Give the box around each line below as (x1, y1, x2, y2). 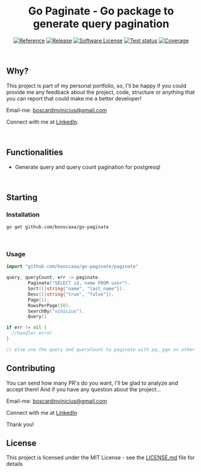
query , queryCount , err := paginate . (6, 275, 101, 281)
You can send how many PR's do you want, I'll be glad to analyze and (6, 379, 179, 387)
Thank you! (6, 420, 34, 428)
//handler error (11, 330, 52, 337)
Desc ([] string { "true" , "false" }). (28, 291, 114, 297)
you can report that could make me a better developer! (6, 95, 142, 102)
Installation (6, 210, 40, 219)
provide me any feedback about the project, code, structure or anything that (6, 88, 195, 96)
